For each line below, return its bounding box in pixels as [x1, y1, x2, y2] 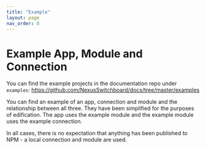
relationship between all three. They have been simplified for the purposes [6, 105, 194, 112]
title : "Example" [6, 9, 51, 15]
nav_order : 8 [6, 20, 40, 26]
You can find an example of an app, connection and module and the [6, 98, 178, 106]
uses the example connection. [6, 117, 83, 125]
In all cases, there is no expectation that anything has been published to [6, 130, 188, 137]
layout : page [6, 15, 40, 21]
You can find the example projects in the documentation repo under [6, 80, 177, 87]
